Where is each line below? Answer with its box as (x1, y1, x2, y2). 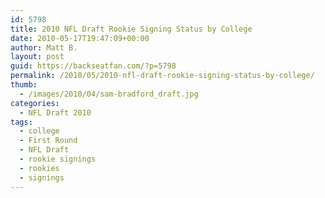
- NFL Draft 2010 (19, 107, 92, 118)
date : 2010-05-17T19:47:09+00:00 (10, 33, 150, 43)
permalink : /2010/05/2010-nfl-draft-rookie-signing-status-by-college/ (10, 71, 315, 81)
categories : (10, 98, 60, 108)
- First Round (19, 136, 78, 146)
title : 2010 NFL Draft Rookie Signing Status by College (10, 24, 253, 34)
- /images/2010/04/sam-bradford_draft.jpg (19, 89, 199, 99)
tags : (10, 117, 33, 127)
